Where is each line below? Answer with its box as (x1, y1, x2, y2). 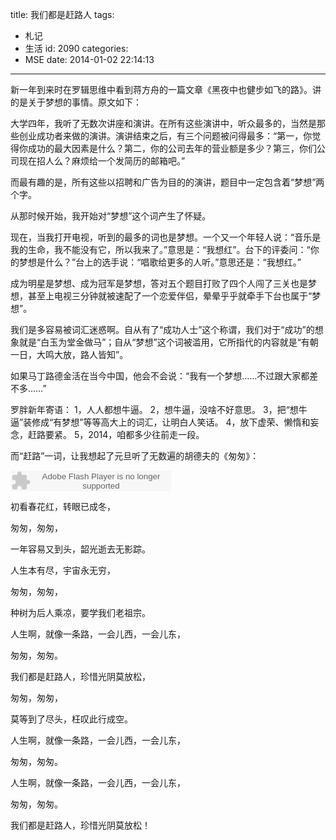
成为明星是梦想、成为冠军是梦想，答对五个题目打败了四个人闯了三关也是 (10, 278, 308, 289)
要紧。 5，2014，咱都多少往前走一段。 (44, 429, 205, 440)
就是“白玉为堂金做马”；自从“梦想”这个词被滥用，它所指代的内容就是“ (18, 336, 302, 348)
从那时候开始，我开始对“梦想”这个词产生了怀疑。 (10, 210, 212, 222)
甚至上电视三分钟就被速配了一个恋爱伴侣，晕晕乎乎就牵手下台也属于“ (27, 290, 313, 302)
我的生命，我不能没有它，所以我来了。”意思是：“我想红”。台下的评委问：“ (10, 244, 311, 255)
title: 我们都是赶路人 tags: (10, 9, 115, 20)
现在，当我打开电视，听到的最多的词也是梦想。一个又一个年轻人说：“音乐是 (10, 231, 322, 243)
